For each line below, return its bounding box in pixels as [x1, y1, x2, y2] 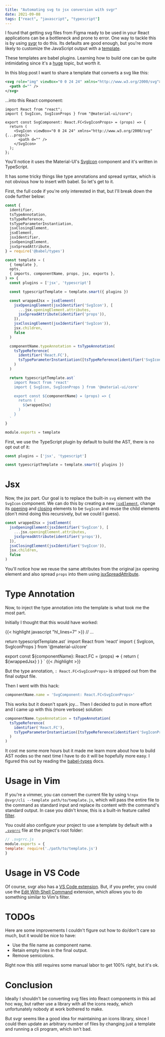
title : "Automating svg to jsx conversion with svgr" [5, 7, 118, 12]
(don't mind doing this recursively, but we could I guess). [5, 511, 120, 517]
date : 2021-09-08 [5, 12, 41, 17]
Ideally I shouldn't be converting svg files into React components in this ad [5, 996, 156, 1002]
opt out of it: [5, 444, 30, 450]
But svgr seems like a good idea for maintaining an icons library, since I [5, 1016, 149, 1022]
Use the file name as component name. [12, 942, 92, 948]
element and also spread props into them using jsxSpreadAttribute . [5, 571, 140, 577]
